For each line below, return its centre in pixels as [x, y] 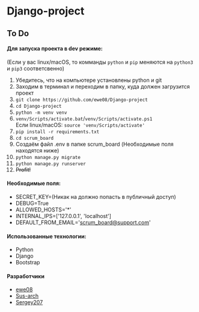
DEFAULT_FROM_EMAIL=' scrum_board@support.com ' [83, 222]
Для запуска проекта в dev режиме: [55, 49]
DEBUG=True [32, 203]
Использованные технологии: [47, 236]
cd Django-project [38, 106]
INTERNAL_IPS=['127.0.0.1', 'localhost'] [63, 216]
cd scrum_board [35, 138]
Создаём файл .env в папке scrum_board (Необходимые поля [94, 144]
